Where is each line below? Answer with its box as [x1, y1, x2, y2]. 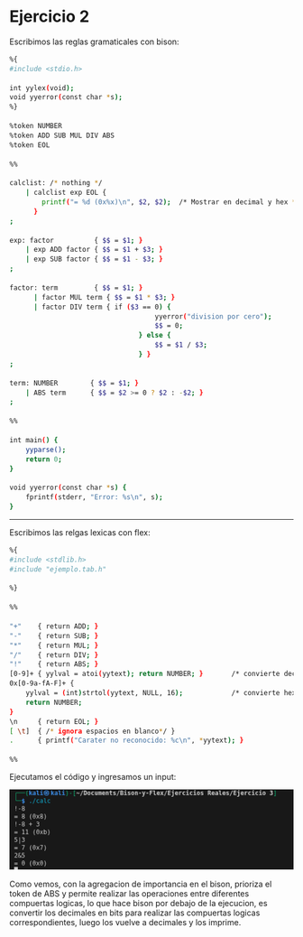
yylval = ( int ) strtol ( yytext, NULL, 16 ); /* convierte [25, 689, 280, 698]
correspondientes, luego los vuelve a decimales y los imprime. [9, 917, 242, 928]
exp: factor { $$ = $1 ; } [9, 236, 143, 245]
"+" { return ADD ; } [9, 621, 99, 631]
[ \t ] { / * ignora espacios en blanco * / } [9, 727, 176, 736]
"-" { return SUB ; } [9, 631, 99, 640]
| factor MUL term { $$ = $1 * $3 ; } [32, 292, 176, 302]
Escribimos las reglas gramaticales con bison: [9, 36, 179, 47]
